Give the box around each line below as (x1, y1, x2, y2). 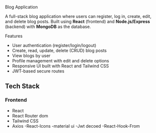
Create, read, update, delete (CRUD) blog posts (12, 48, 107, 53)
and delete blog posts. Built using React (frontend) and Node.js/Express (5, 19, 150, 24)
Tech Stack (5, 82, 40, 90)
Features (5, 33, 23, 39)
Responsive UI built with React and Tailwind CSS (12, 63, 109, 69)
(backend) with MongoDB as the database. (5, 24, 91, 30)
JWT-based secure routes (12, 68, 64, 74)
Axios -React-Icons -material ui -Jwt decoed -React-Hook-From (12, 123, 140, 129)
